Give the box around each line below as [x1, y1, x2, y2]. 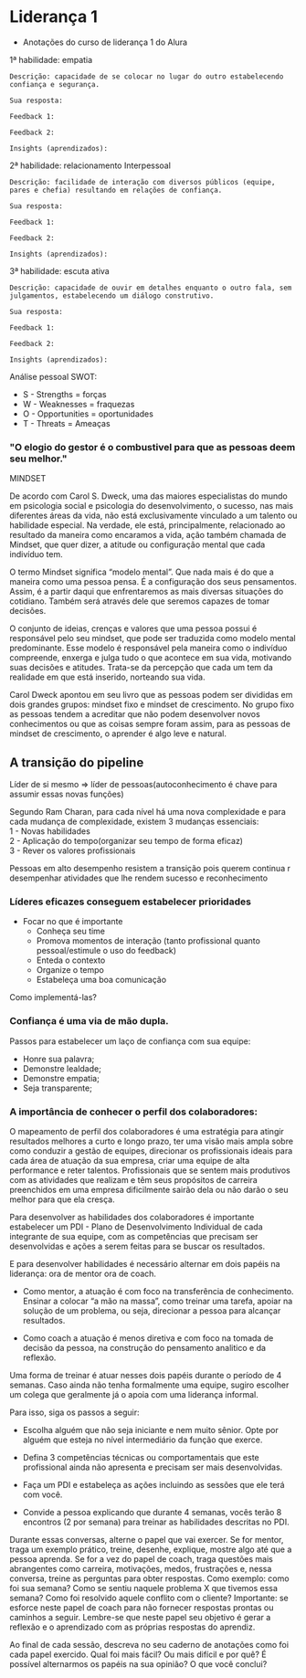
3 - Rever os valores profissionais [9, 845, 136, 856]
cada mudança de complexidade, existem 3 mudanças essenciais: [9, 816, 259, 828]
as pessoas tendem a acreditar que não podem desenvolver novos [9, 709, 260, 720]
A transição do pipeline [9, 755, 144, 770]
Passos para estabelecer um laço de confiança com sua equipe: [9, 1035, 251, 1047]
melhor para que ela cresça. [9, 1194, 116, 1205]
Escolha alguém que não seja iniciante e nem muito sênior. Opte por [22, 1424, 279, 1435]
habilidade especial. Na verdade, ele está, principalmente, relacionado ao [9, 520, 286, 531]
